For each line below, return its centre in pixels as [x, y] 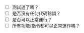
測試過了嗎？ [25, 7]
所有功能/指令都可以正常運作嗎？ [46, 26]
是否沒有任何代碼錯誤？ [36, 13]
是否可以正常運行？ [32, 20]
